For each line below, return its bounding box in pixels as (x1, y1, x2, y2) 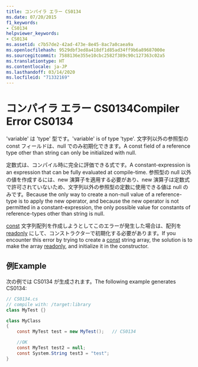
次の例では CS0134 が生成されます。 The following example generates (6, 278, 176, 285)
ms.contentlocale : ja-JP (6, 63, 67, 70)
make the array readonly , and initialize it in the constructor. (6, 243, 149, 250)
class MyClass (6, 317, 41, 324)
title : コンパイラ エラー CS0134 (6, 8, 82, 15)
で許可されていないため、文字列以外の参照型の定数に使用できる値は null (6, 184, 182, 191)
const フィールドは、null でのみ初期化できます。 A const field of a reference (6, 142, 191, 150)
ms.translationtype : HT (6, 58, 65, 64)
